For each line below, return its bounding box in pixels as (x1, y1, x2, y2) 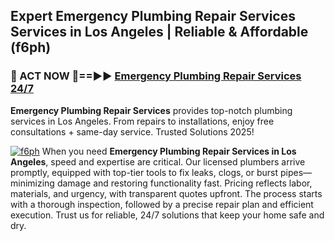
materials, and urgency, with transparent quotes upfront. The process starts (10, 187, 323, 199)
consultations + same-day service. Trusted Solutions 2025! (10, 125, 255, 138)
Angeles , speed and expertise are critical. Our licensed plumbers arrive (10, 155, 306, 168)
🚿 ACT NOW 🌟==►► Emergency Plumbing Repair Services (10, 69, 302, 83)
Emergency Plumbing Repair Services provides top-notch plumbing (10, 104, 293, 116)
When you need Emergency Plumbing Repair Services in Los (41, 145, 297, 157)
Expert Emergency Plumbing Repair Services (10, 8, 296, 25)
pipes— (279, 166, 313, 178)
